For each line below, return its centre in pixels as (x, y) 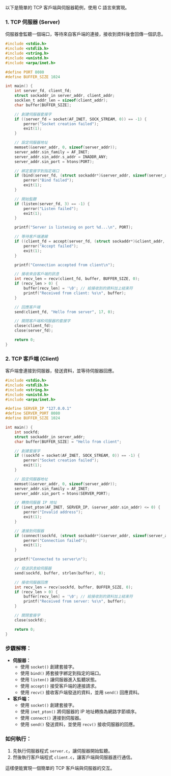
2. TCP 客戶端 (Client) (32, 359)
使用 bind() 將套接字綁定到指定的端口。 (62, 673)
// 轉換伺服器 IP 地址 (36, 503)
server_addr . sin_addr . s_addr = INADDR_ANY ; (61, 157)
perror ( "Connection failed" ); (55, 540)
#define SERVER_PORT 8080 (33, 413)
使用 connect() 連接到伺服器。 (52, 718)
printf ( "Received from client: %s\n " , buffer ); (75, 293)
